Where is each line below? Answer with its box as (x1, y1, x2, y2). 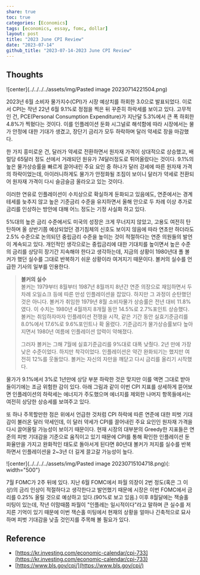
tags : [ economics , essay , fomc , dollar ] (6, 25, 109, 32)
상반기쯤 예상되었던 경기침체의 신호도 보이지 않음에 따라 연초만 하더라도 (28, 225, 195, 233)
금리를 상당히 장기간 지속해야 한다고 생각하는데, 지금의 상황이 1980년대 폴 (12, 248, 184, 255)
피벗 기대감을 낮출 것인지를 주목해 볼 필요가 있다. (17, 516, 130, 523)
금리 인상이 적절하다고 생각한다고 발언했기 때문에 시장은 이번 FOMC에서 (19, 486, 186, 493)
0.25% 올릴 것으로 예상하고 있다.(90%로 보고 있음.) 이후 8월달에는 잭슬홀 (17, 493, 189, 500)
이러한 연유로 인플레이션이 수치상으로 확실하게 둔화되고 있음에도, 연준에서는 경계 (6, 190, 193, 198)
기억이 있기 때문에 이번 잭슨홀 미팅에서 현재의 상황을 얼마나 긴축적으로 (17, 508, 180, 515)
